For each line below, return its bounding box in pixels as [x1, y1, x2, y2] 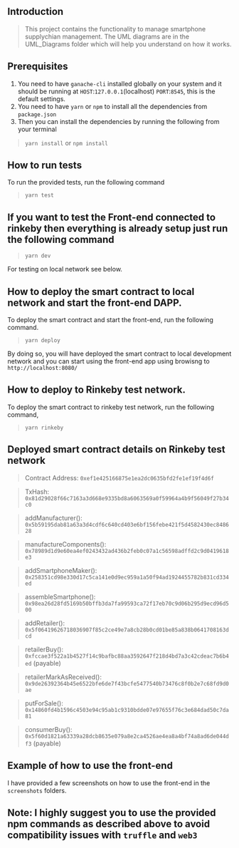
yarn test [24, 192, 55, 199]
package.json [17, 110, 57, 118]
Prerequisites [7, 61, 68, 73]
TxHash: [24, 487, 50, 496]
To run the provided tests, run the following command [7, 178, 165, 187]
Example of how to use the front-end [7, 760, 173, 772]
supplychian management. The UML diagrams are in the [24, 32, 190, 41]
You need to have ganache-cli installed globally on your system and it [17, 79, 222, 88]
